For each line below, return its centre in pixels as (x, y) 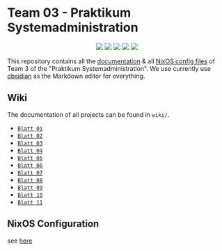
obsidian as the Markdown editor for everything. (76, 76)
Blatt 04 (30, 151)
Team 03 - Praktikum (69, 13)
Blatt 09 (30, 188)
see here (20, 241)
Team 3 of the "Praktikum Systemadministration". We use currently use (109, 68)
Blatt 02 (30, 136)
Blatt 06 (30, 165)
